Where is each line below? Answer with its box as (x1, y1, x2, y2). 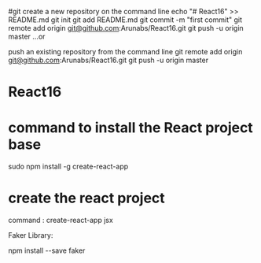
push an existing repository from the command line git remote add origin (8, 47, 243, 56)
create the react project (8, 189, 165, 207)
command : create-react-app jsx (8, 216, 114, 225)
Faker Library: (8, 231, 53, 240)
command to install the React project (8, 119, 253, 137)
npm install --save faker (8, 246, 86, 255)
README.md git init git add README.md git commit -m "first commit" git (8, 15, 242, 24)
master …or (8, 31, 46, 41)
